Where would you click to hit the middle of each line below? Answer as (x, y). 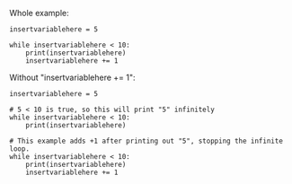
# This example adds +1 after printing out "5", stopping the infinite (146, 141)
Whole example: (39, 13)
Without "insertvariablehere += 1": (73, 77)
